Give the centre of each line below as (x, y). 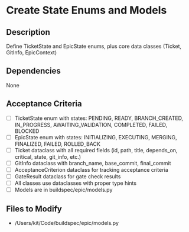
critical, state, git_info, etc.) (48, 156)
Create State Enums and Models (87, 10)
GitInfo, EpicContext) (32, 53)
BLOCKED (27, 131)
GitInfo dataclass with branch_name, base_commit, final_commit (93, 163)
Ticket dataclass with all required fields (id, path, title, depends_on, (96, 150)
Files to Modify (34, 209)
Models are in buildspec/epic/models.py (63, 190)
